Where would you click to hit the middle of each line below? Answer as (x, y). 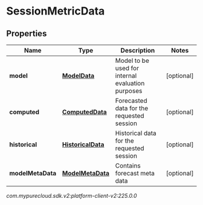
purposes (129, 91)
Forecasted (131, 101)
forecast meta (135, 173)
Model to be (132, 60)
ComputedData (85, 112)
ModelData (79, 76)
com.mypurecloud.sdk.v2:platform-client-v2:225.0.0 (72, 196)
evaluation (130, 83)
